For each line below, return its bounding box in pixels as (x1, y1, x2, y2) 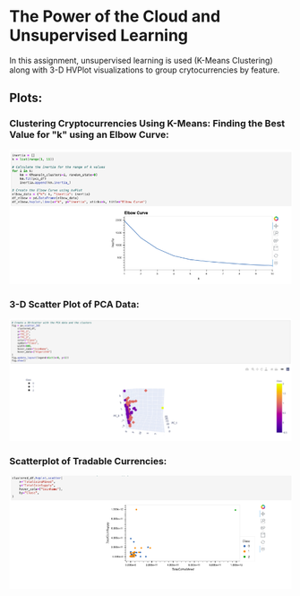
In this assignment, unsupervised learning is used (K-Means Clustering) (9, 55, 273, 65)
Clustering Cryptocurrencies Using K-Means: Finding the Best (9, 117, 286, 130)
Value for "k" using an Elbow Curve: (9, 128, 170, 141)
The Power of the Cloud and (9, 6, 221, 27)
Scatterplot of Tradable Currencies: (9, 454, 167, 467)
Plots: (9, 91, 43, 106)
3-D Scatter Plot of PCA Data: (9, 298, 140, 310)
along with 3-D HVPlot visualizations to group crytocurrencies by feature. (9, 65, 280, 75)
